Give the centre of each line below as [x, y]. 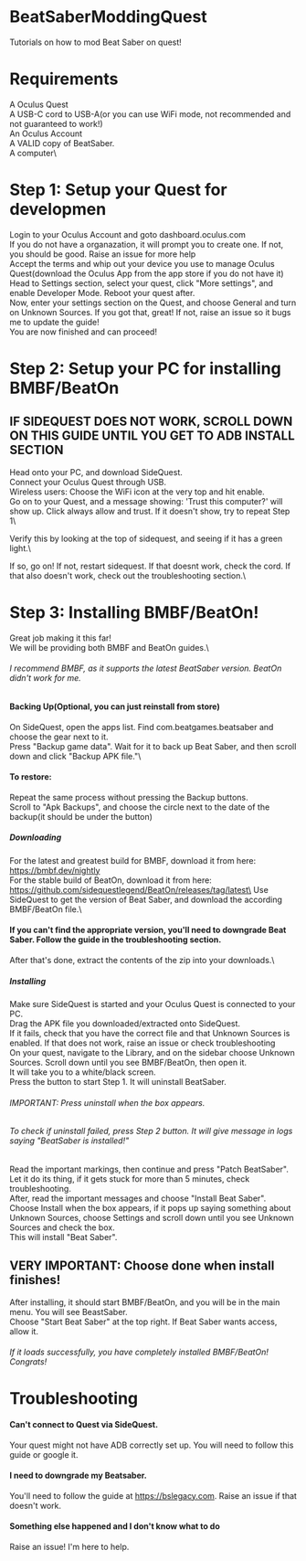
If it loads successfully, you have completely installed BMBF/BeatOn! [139, 1352]
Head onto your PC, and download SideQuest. [96, 472]
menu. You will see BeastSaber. [69, 1311]
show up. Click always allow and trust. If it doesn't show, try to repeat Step [150, 511]
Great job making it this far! [61, 638]
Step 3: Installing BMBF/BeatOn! [134, 612]
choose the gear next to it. [59, 737]
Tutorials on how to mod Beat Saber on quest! [96, 42]
